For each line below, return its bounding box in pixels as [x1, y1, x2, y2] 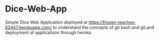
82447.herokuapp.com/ [5, 24, 52, 30]
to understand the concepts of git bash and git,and [52, 24, 155, 30]
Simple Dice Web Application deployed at [5, 19, 88, 25]
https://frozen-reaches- [88, 19, 136, 25]
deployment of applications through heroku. [5, 29, 93, 35]
